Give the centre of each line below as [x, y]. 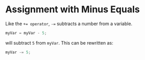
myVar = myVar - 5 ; [26, 33]
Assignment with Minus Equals [72, 9]
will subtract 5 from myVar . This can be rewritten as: [59, 43]
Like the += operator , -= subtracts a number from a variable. [69, 24]
